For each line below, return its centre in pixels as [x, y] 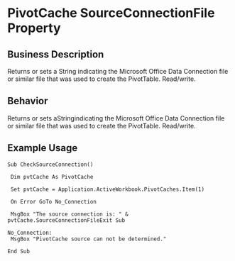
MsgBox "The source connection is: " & [70, 214]
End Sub [19, 251]
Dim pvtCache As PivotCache [52, 177]
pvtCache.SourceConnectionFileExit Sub [66, 220]
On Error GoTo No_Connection [54, 201]
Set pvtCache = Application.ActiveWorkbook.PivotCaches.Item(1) [107, 189]
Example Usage [43, 148]
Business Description [56, 54]
